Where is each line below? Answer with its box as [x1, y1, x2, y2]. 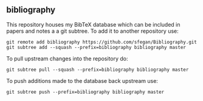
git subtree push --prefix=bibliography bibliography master [6, 89, 165, 95]
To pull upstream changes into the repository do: [6, 54, 129, 62]
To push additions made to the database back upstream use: [6, 77, 158, 84]
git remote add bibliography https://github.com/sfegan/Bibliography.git [6, 39, 198, 45]
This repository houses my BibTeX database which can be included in [6, 21, 181, 28]
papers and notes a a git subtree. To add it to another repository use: [6, 27, 179, 34]
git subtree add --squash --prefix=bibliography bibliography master [6, 44, 187, 50]
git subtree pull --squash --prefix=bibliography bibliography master [6, 67, 189, 73]
